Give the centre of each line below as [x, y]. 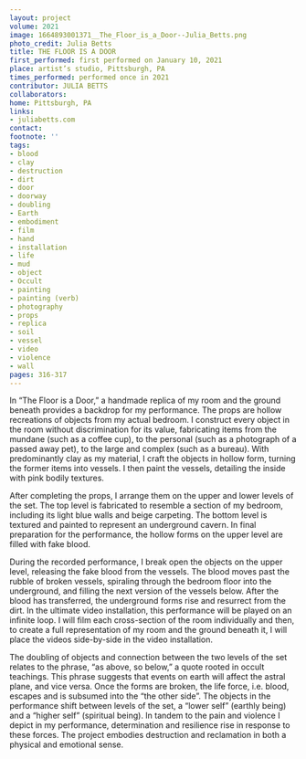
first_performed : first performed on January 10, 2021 [116, 60]
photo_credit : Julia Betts [61, 43]
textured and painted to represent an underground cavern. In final [133, 525]
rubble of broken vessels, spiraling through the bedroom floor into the [141, 582]
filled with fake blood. [50, 544]
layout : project [40, 18]
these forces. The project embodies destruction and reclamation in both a [148, 735]
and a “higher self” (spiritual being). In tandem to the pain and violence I [145, 716]
